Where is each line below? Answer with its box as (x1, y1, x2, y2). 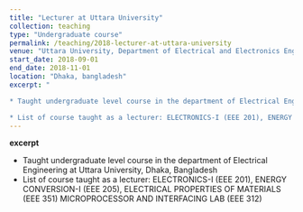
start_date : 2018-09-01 (9, 55, 99, 64)
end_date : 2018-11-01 (9, 64, 91, 73)
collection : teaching (9, 22, 91, 31)
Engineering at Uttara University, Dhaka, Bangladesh (22, 164, 218, 176)
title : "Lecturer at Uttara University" (9, 13, 164, 23)
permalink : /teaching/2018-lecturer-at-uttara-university (9, 38, 232, 48)
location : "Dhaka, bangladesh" (9, 72, 127, 81)
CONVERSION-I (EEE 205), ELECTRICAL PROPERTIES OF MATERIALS (22, 184, 281, 195)
